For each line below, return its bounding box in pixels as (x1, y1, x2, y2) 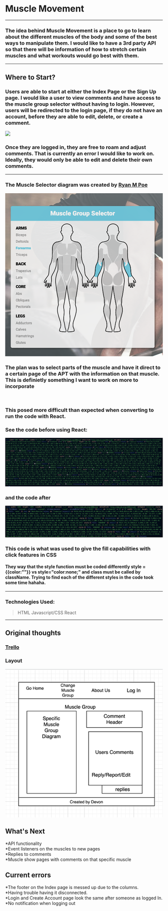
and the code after (5, 494, 51, 501)
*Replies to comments (5, 851, 51, 857)
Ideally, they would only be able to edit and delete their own (5, 156, 152, 163)
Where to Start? (5, 73, 56, 82)
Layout (5, 657, 22, 664)
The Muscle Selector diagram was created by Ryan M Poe (5, 181, 148, 188)
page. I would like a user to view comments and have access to (5, 94, 161, 101)
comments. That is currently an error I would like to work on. (5, 150, 154, 157)
